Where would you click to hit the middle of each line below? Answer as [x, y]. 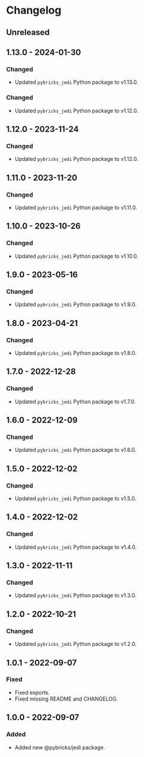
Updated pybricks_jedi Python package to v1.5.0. [75, 499]
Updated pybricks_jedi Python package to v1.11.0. [76, 207]
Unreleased [28, 32]
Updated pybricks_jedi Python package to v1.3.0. [76, 596]
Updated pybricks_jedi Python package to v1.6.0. [76, 450]
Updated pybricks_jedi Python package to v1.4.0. [76, 547]
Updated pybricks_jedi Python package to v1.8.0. [76, 353]
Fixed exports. [32, 692]
